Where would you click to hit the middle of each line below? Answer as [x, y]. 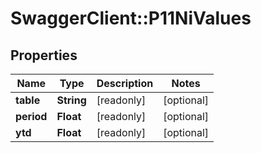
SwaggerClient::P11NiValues [131, 18]
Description [125, 83]
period [31, 116]
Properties [44, 55]
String [71, 100]
